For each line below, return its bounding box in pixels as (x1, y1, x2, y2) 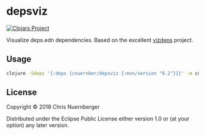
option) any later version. (6, 122, 69, 129)
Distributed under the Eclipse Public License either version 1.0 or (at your (6, 115, 190, 123)
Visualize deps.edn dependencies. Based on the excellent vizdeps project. (6, 36, 193, 43)
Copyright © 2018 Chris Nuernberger (6, 103, 100, 111)
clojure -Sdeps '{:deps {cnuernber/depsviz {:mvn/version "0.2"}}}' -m (6, 70, 192, 76)
